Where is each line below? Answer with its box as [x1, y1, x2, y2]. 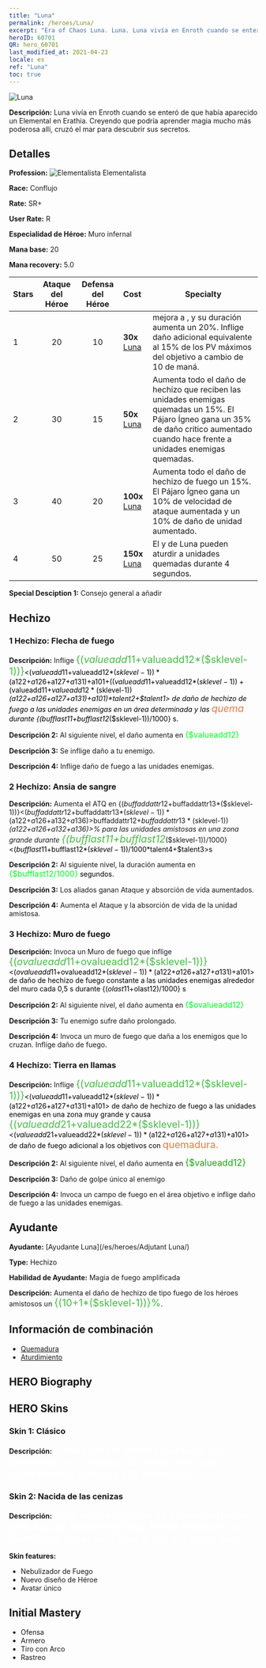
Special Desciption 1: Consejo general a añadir [9, 589, 163, 598]
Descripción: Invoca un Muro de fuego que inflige [9, 946, 172, 956]
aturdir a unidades [152, 548, 220, 559]
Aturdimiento [20, 1352, 62, 1362]
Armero [20, 1636, 46, 1645]
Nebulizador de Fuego [20, 1567, 93, 1576]
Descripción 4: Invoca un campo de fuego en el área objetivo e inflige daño [9, 1190, 256, 1200]
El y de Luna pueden [152, 539, 228, 550]
